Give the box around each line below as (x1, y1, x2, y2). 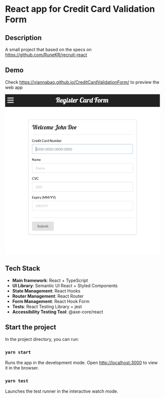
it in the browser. (5, 365, 39, 370)
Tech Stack (5, 265, 40, 273)
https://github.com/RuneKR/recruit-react (5, 52, 87, 58)
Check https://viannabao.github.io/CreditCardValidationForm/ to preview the (5, 79, 160, 85)
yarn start (5, 349, 31, 355)
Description (5, 33, 42, 42)
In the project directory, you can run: (5, 336, 79, 342)
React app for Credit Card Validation (5, 3, 155, 15)
